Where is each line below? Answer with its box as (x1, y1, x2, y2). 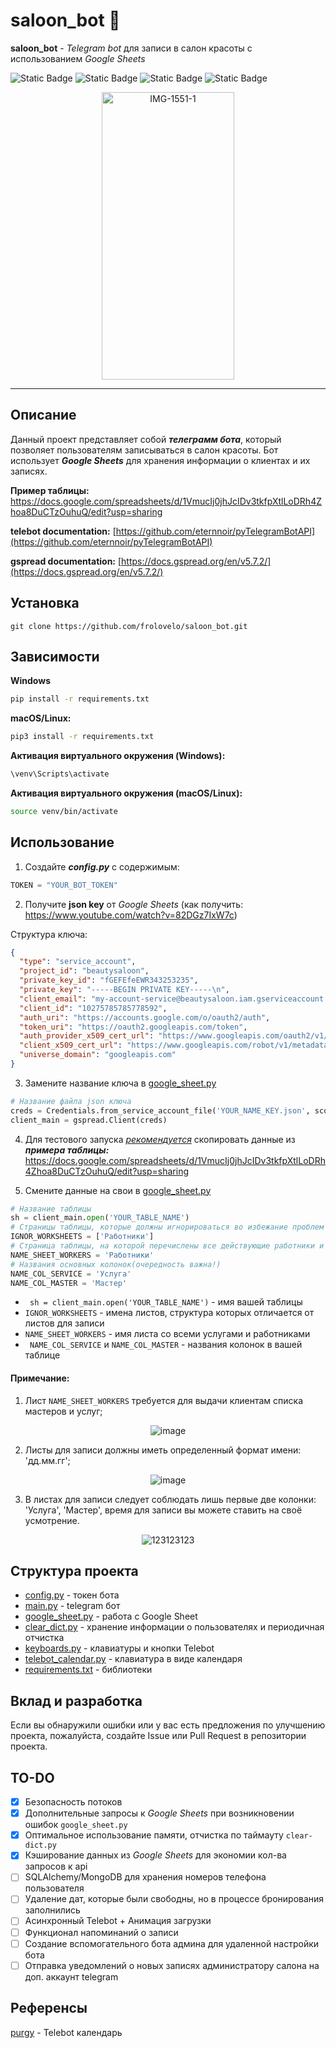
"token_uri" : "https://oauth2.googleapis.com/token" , (19, 1022, 248, 1032)
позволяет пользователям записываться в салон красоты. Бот (10, 444, 279, 456)
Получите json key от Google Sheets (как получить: (24, 898, 244, 910)
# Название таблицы (10, 1204, 92, 1214)
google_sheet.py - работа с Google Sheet (24, 1610, 198, 1623)
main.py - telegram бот (24, 1600, 121, 1612)
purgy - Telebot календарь (10, 2026, 123, 2038)
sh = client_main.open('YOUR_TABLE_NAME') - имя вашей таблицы (29, 1296, 303, 1308)
